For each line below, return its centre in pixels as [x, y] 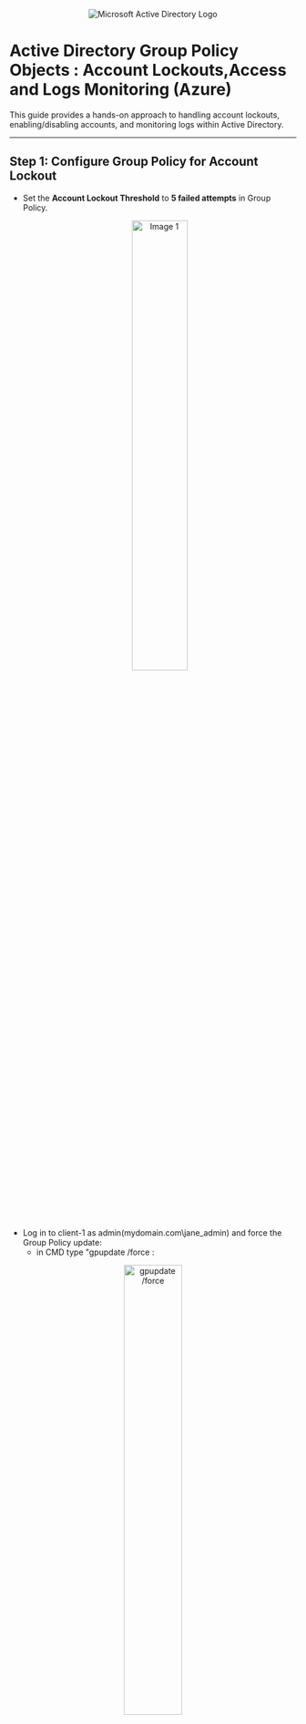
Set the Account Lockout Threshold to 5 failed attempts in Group [147, 198]
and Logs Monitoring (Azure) [121, 90]
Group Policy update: [62, 1242]
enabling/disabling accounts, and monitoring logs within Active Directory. [147, 124]
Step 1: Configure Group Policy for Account [134, 162]
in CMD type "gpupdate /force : [95, 1252]
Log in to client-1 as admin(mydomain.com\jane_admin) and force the [152, 1232]
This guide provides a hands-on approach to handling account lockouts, [145, 115]
